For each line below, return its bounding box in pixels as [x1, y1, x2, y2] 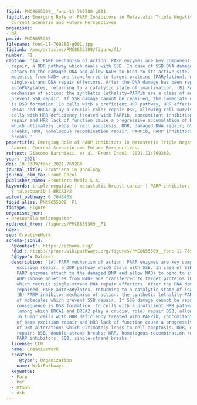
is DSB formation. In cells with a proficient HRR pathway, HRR [11, 101, 172, 107]
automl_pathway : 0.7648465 [6, 194, 72, 200]
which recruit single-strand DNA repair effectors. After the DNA [16, 281, 182, 287]
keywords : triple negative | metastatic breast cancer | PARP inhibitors [6, 183, 191, 189]
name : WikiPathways [16, 363, 64, 369]
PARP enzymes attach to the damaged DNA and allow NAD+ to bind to [16, 270, 185, 276]
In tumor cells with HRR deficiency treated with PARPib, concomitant [16, 314, 193, 319]
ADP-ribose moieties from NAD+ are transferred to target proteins [16, 275, 185, 281]
